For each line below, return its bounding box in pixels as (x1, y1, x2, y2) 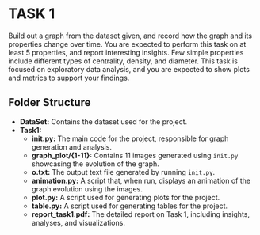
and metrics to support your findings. (8, 73, 130, 82)
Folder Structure (8, 96, 91, 109)
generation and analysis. (31, 142, 113, 151)
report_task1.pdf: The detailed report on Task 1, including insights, (31, 209, 250, 218)
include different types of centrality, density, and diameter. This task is (8, 56, 238, 66)
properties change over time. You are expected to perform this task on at (8, 39, 247, 48)
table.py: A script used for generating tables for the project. (31, 201, 228, 210)
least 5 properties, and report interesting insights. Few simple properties (8, 47, 244, 57)
